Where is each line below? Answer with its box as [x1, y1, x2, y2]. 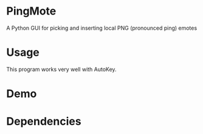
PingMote [6, 4, 57, 18]
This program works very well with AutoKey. [6, 65, 117, 73]
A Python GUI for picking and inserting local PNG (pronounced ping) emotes [6, 24, 198, 32]
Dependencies [6, 115, 81, 129]
